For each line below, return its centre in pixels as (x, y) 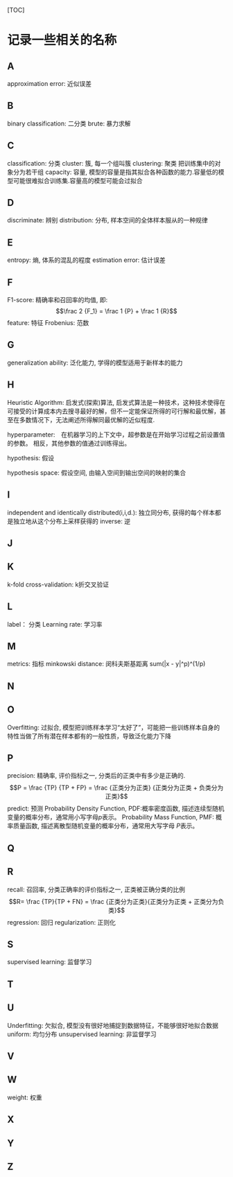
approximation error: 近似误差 (50, 84)
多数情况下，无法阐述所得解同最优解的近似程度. (87, 419)
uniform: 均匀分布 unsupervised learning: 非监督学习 (82, 1034)
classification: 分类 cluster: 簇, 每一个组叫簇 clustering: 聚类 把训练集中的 (111, 163)
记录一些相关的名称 (62, 40)
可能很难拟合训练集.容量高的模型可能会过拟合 (78, 180)
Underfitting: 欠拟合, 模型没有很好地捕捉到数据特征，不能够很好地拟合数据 (113, 1025)
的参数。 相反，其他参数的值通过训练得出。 (69, 443)
